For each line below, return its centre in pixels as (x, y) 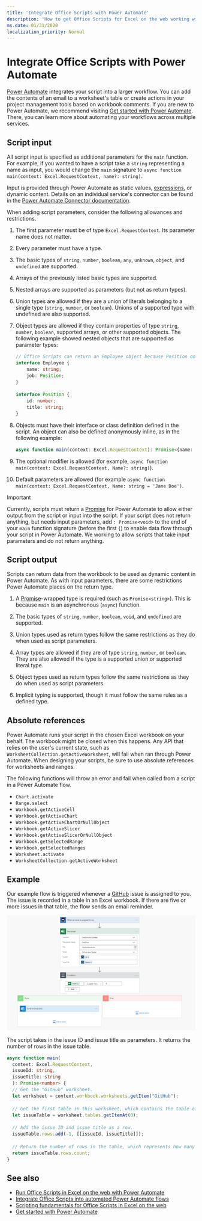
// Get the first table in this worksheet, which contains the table (101, 1109)
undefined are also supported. (53, 314)
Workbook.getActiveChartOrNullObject (63, 823)
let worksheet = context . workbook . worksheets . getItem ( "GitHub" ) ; (96, 1096)
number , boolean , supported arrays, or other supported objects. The (98, 332)
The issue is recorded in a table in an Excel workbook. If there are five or (97, 900)
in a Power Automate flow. (39, 785)
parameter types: (37, 345)
